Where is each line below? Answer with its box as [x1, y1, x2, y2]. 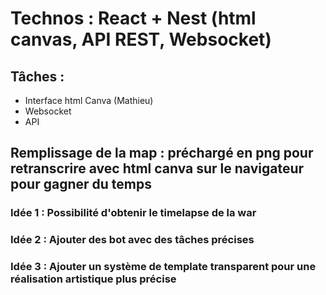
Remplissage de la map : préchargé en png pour [10, 145, 314, 162]
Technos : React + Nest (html [10, 7, 257, 30]
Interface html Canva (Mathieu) [24, 95, 154, 106]
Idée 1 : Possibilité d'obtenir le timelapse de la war [10, 206, 257, 220]
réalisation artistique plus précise [10, 272, 177, 286]
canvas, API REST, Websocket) [10, 28, 272, 51]
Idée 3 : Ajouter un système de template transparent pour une [10, 260, 317, 274]
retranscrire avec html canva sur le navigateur [10, 160, 305, 177]
